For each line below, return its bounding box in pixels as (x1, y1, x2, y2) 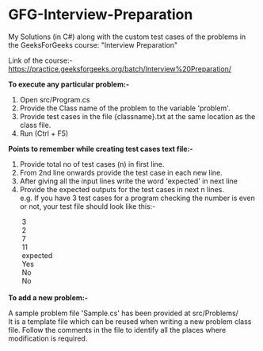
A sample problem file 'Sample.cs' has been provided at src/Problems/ (8, 308, 239, 318)
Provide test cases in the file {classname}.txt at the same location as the (19, 111, 256, 121)
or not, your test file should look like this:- (19, 201, 156, 211)
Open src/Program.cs (19, 94, 90, 104)
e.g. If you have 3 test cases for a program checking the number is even (19, 193, 255, 202)
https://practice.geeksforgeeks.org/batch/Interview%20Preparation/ (8, 64, 232, 73)
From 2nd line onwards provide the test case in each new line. (19, 168, 223, 177)
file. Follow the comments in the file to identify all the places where (8, 325, 227, 334)
